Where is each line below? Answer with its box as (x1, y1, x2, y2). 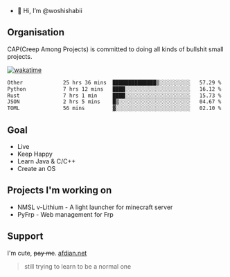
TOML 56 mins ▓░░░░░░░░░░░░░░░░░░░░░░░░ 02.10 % (7, 105, 222, 112)
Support (7, 231, 44, 242)
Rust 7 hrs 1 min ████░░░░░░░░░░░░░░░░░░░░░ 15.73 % (7, 92, 222, 99)
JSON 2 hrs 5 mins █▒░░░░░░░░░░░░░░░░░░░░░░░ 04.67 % (7, 98, 222, 105)
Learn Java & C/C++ (17, 157, 76, 166)
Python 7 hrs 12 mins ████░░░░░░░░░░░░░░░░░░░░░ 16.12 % (7, 85, 222, 93)
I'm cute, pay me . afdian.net (7, 249, 87, 257)
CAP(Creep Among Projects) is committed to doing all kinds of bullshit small (7, 45, 224, 53)
